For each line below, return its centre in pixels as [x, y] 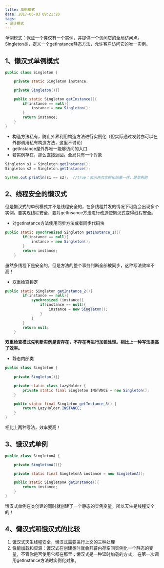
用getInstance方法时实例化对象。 [45, 560]
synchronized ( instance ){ [57, 300]
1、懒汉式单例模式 [32, 61]
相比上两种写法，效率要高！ [33, 427]
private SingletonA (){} [38, 465]
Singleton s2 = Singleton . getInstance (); [48, 169]
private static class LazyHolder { [50, 386]
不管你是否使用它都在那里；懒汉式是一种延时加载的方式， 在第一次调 [90, 554]
